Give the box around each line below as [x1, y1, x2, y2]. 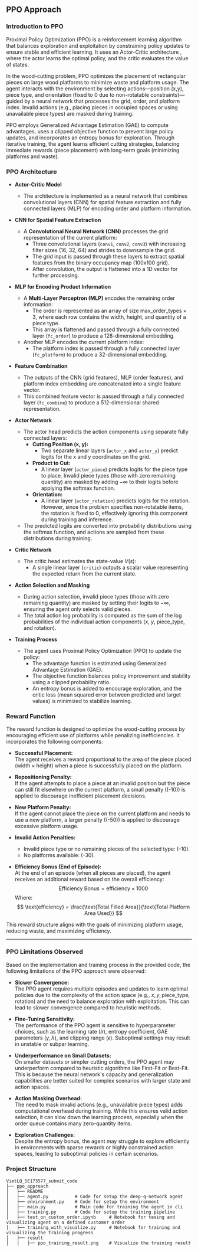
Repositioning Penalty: [14, 773, 72, 781]
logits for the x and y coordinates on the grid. [41, 453, 151, 460]
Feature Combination [14, 362, 68, 370]
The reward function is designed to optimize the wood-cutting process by [6, 725, 185, 733]
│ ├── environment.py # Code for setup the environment [6, 1198, 160, 1205]
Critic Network [14, 546, 52, 553]
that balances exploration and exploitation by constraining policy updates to [6, 42, 190, 49]
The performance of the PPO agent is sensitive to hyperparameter [14, 1021, 176, 1029]
